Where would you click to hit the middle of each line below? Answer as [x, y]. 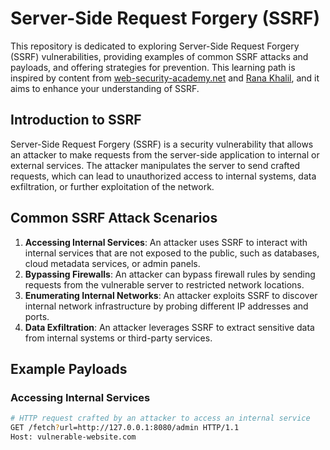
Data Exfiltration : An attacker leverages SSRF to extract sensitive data [169, 327]
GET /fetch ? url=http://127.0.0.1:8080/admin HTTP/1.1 [125, 428]
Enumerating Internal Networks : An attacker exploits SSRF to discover [171, 295]
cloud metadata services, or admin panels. [112, 263]
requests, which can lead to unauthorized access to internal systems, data [163, 176]
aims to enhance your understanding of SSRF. [105, 88]
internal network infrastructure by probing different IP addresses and [166, 306]
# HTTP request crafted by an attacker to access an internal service [160, 418]
